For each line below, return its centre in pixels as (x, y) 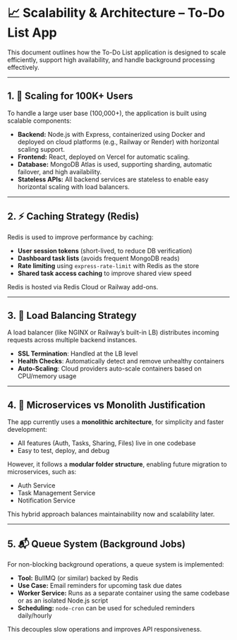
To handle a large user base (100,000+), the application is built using (107, 113)
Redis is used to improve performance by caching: (80, 237)
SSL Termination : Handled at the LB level (78, 354)
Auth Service (36, 485)
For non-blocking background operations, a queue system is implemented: (116, 564)
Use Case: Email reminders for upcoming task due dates (99, 585)
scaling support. (41, 149)
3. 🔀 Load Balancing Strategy (72, 315)
